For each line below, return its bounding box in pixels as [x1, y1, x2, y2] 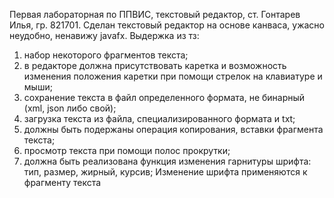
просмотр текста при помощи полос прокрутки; [23, 145, 231, 156]
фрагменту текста [23, 177, 102, 188]
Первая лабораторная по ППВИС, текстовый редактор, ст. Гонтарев [9, 9, 301, 20]
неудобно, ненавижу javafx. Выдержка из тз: [9, 30, 200, 41]
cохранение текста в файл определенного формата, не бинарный [23, 92, 306, 103]
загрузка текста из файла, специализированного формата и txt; [23, 113, 296, 124]
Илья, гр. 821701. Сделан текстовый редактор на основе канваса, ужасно [9, 19, 325, 31]
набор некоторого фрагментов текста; [23, 49, 189, 61]
